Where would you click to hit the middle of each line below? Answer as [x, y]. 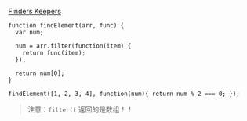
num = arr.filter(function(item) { [73, 46]
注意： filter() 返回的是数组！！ [80, 109]
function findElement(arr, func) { [66, 26]
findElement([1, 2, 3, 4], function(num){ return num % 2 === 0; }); [124, 94]
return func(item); [54, 53]
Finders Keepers [35, 11]
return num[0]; [40, 73]
